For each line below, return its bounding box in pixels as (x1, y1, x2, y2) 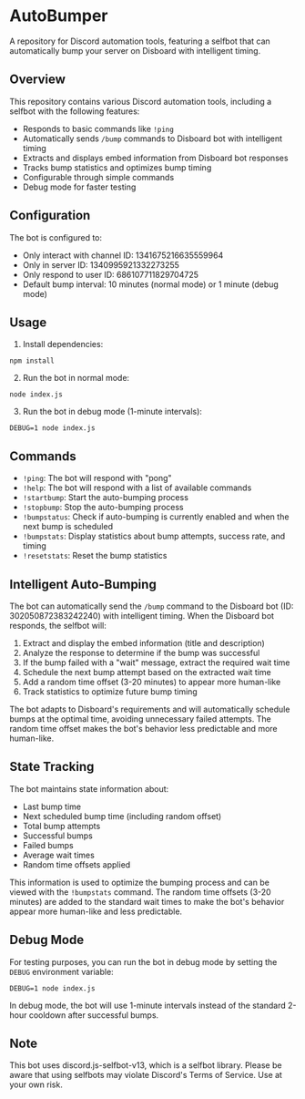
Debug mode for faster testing (22, 181, 137, 192)
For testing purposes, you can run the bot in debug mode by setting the (9, 956, 278, 967)
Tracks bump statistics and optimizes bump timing (22, 161, 212, 173)
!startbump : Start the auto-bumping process (22, 492, 189, 503)
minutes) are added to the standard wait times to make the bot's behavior (9, 896, 285, 907)
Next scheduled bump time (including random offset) (22, 810, 222, 821)
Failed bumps (22, 839, 75, 850)
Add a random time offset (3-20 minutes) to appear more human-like (22, 676, 281, 687)
